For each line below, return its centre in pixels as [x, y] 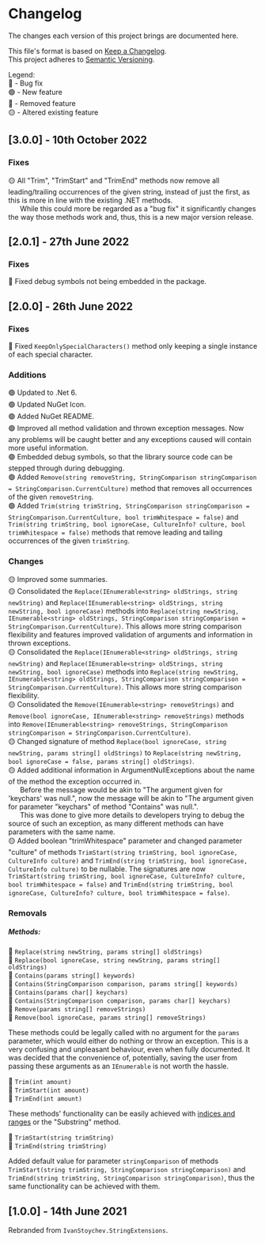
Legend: [22, 74]
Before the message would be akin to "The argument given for [121, 790]
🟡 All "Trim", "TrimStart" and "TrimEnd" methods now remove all [114, 180]
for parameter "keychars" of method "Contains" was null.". [104, 807]
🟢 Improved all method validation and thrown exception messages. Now [126, 429]
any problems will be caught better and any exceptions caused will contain [130, 440]
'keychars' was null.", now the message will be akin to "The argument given [131, 798]
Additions [27, 375]
